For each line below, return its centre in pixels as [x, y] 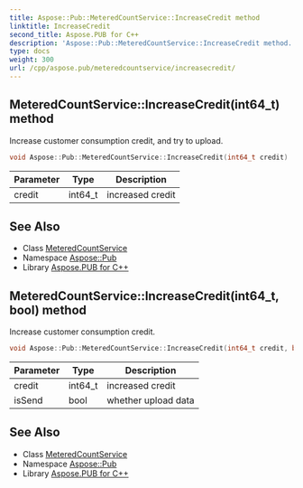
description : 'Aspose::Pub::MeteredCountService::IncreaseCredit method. [151, 43]
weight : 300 [32, 60]
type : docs [30, 52]
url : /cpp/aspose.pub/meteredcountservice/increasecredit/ [123, 69]
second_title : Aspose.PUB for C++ [74, 34]
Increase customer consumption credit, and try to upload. [116, 140]
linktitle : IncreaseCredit [60, 26]
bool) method [48, 310]
